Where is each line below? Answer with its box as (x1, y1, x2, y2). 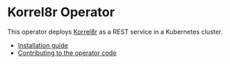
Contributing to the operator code (17, 49, 117, 57)
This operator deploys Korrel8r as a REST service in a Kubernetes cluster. (7, 27, 223, 36)
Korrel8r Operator (7, 4, 115, 20)
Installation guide (17, 41, 68, 49)
